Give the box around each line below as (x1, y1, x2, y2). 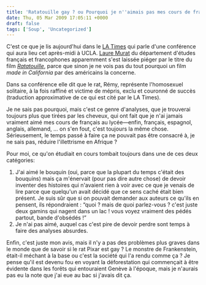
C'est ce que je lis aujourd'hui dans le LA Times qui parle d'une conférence (6, 43, 196, 50)
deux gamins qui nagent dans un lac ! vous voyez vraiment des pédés (15, 208, 192, 215)
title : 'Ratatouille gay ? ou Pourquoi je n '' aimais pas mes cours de (6, 9, 191, 15)
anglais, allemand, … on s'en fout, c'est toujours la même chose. (6, 125, 169, 132)
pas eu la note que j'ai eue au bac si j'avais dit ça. (6, 272, 132, 279)
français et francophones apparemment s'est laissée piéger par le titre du (6, 56, 193, 63)
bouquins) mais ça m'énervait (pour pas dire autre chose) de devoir (15, 175, 186, 183)
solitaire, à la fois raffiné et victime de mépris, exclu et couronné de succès (6, 87, 196, 95)
